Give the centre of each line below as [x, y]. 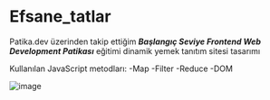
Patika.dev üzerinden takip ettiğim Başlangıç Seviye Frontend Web [135, 41]
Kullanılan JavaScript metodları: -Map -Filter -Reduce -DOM [121, 68]
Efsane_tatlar [60, 17]
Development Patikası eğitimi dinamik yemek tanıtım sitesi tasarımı [135, 50]
